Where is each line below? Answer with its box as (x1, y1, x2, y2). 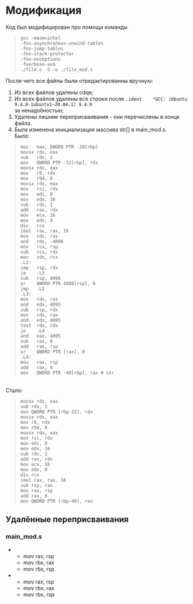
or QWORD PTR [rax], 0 (20, 349, 85, 355)
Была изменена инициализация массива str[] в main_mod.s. (14, 125, 167, 133)
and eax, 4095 (20, 333, 61, 339)
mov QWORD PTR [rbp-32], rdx (20, 409, 93, 415)
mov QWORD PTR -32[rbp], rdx (20, 160, 99, 166)
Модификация (5, 4, 82, 17)
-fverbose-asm (20, 61, 56, 67)
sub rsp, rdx (20, 307, 59, 313)
